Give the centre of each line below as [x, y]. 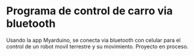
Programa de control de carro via [90, 11]
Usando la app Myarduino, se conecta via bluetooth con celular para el [93, 40]
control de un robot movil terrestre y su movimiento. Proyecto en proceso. [97, 46]
